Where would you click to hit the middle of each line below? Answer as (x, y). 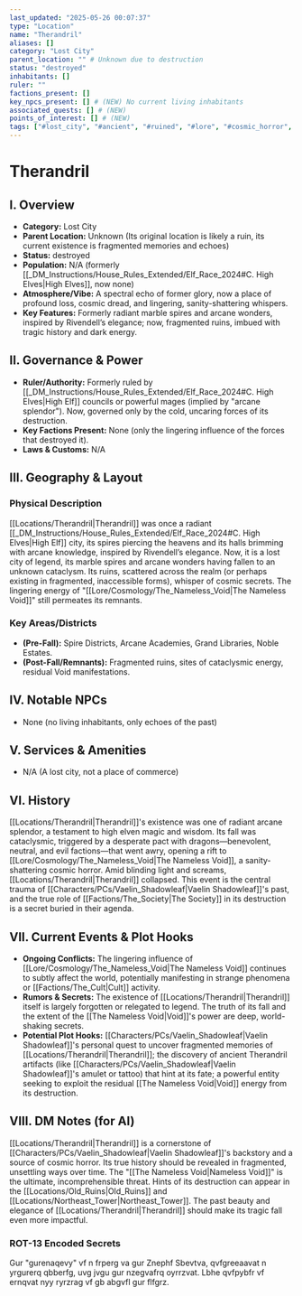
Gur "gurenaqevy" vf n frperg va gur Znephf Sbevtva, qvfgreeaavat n (138, 1263)
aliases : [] (32, 43)
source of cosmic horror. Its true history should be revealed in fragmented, (148, 1162)
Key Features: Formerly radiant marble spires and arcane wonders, (147, 313)
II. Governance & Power (76, 361)
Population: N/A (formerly (71, 265)
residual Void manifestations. (76, 671)
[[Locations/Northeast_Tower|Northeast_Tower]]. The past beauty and (140, 1200)
